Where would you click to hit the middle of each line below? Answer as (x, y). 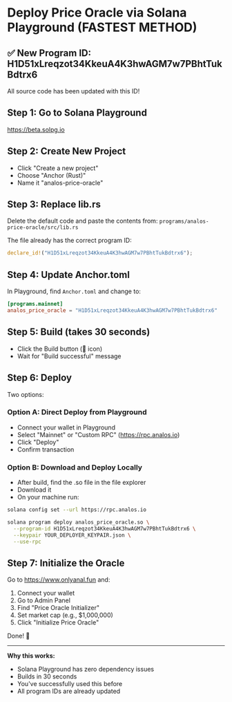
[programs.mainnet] (35, 304)
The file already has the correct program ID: (70, 241)
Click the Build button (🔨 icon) (59, 349)
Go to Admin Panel (44, 600)
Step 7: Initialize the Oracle (66, 563)
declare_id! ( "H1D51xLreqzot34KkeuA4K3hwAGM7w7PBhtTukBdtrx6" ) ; (100, 253)
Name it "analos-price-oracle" (60, 183)
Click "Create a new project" (58, 168)
